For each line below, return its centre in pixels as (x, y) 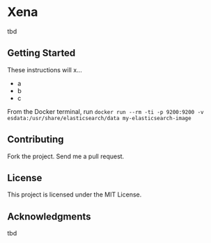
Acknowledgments (49, 216)
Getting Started (41, 53)
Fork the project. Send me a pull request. (66, 156)
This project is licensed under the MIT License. (75, 194)
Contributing (36, 140)
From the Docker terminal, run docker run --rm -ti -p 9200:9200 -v (105, 111)
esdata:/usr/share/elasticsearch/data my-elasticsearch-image (99, 118)
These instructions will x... (45, 69)
